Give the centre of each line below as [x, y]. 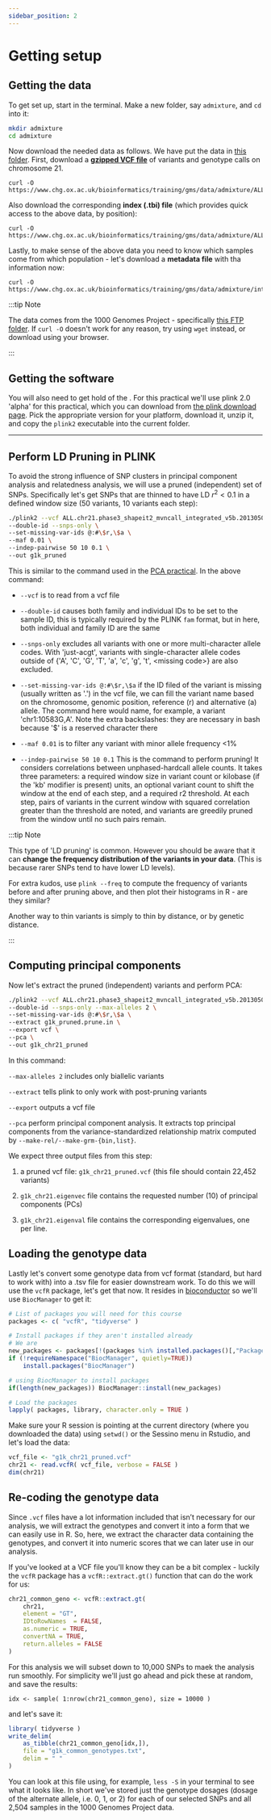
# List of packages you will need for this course [95, 1314]
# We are [23, 1344]
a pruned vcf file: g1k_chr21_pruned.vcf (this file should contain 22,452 [138, 1171]
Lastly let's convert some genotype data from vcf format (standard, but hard [135, 1273]
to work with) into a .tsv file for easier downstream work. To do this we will [132, 1281]
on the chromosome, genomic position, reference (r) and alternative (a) [138, 702]
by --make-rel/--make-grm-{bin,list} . [73, 1140]
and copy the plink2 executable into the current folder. [100, 424]
